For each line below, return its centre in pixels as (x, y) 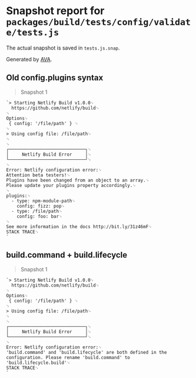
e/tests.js (33, 33)
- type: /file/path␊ (37, 211)
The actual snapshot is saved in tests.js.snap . (63, 48)
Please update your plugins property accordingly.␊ (71, 185)
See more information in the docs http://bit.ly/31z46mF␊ (79, 226)
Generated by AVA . (29, 59)
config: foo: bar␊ (40, 216)
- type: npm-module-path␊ (44, 201)
